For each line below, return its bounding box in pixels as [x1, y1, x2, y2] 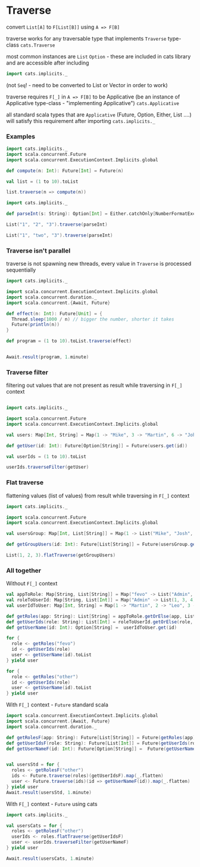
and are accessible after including [6, 59, 89, 66]
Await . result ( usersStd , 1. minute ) [6, 789, 92, 795]
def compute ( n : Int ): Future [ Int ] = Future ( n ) [6, 168, 124, 174]
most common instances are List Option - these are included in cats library [6, 53, 191, 60]
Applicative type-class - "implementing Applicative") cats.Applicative [6, 99, 180, 106]
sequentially [6, 266, 36, 273]
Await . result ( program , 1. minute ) [6, 354, 89, 360]
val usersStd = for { [6, 762, 60, 768]
